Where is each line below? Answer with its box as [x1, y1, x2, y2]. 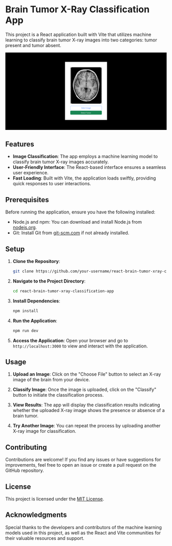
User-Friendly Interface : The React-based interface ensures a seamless [12, 164, 166, 170]
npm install [12, 308, 38, 313]
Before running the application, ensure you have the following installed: [5, 209, 156, 215]
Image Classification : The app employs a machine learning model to [12, 154, 158, 160]
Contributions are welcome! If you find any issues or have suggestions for [5, 456, 161, 463]
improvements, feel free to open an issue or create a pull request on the [5, 462, 157, 468]
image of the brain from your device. [12, 377, 90, 383]
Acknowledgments [5, 511, 68, 519]
